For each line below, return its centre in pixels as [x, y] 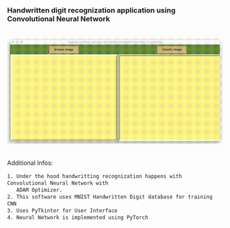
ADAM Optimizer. [39, 190]
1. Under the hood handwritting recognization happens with [95, 176]
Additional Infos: [30, 163]
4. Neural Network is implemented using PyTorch [78, 217]
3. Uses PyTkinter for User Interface [62, 210]
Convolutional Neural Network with [58, 183]
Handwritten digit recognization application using [91, 10]
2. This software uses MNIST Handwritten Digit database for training [110, 197]
